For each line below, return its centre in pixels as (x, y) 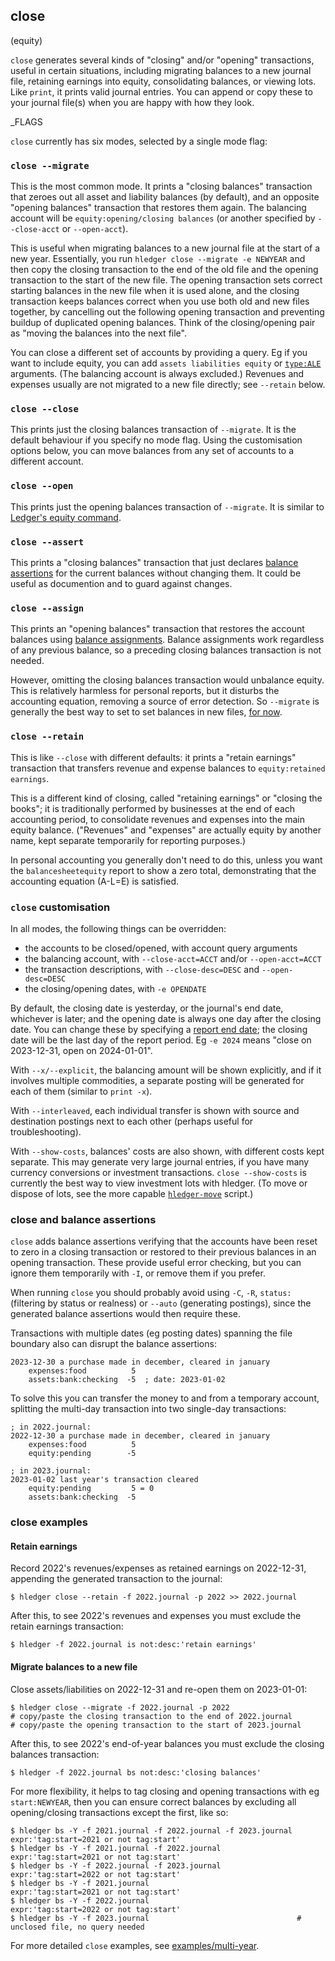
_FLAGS (26, 121)
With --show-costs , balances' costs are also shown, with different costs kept (167, 1151)
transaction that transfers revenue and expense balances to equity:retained (168, 768)
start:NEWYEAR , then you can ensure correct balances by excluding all (153, 1801)
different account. (47, 461)
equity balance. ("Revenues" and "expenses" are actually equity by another (166, 830)
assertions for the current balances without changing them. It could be (156, 573)
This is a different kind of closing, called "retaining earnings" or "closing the (166, 798)
